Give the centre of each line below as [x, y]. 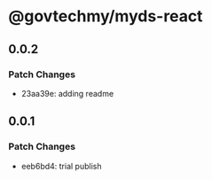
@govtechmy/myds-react [106, 16]
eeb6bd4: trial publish [61, 166]
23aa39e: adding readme [67, 93]
